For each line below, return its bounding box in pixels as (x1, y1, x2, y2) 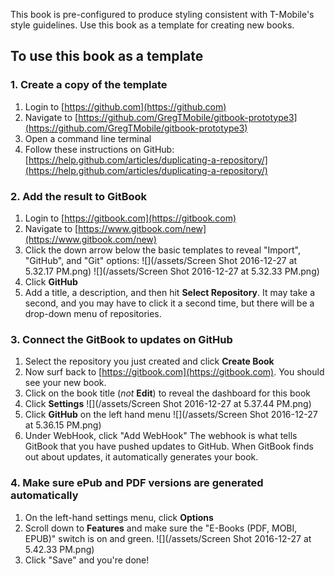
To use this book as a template (10, 48, 204, 65)
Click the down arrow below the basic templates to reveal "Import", (24, 244, 301, 256)
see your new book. (24, 377, 107, 389)
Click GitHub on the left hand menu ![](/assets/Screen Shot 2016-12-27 (24, 409, 318, 421)
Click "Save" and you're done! (24, 554, 150, 566)
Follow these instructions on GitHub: (24, 143, 175, 155)
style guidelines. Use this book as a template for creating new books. (10, 19, 295, 31)
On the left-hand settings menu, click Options (24, 511, 214, 523)
